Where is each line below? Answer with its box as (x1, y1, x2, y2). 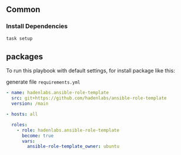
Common (6, 5, 41, 15)
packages (6, 51, 43, 61)
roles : (11, 122, 28, 128)
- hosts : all (6, 111, 38, 117)
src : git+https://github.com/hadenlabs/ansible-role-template (11, 95, 167, 101)
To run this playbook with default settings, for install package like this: (6, 67, 175, 74)
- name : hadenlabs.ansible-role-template (6, 90, 109, 96)
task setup (6, 35, 33, 42)
